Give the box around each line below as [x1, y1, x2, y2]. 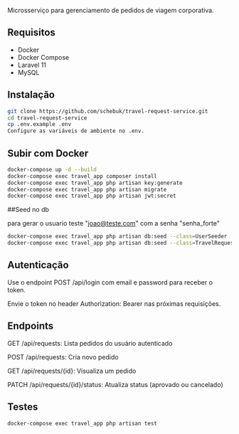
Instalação [7, 89, 55, 101]
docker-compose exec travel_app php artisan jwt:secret [7, 192, 176, 200]
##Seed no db [7, 206, 50, 214]
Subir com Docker [7, 147, 89, 159]
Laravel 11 [17, 60, 46, 69]
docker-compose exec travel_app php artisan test [7, 420, 158, 427]
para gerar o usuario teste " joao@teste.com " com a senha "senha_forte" [7, 219, 221, 228]
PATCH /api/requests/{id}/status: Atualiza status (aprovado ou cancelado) [7, 380, 223, 388]
